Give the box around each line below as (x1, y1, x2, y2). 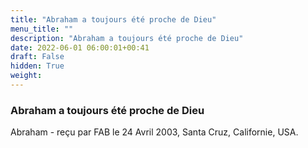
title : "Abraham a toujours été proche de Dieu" (10, 14, 217, 25)
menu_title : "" (10, 24, 74, 34)
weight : (10, 71, 43, 81)
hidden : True (10, 61, 65, 71)
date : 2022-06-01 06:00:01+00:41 (10, 42, 150, 53)
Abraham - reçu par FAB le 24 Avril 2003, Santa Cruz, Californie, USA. (10, 126, 299, 138)
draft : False (10, 52, 65, 62)
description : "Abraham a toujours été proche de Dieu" (10, 33, 244, 43)
